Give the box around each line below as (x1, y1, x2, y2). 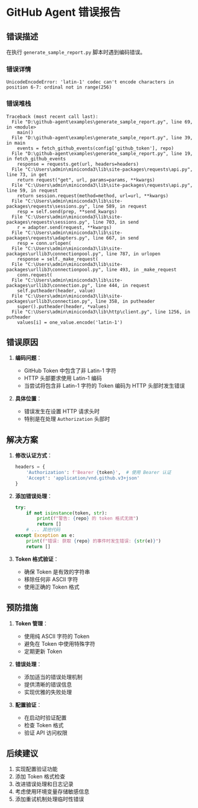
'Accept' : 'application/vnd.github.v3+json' (26, 475, 140, 481)
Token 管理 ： (14, 619, 48, 627)
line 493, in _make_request (106, 267, 177, 273)
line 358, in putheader (95, 298, 155, 305)
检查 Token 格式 (24, 721, 64, 728)
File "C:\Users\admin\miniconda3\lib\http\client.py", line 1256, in (11, 309, 190, 315)
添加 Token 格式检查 (14, 773, 65, 780)
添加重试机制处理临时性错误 (14, 795, 85, 803)
